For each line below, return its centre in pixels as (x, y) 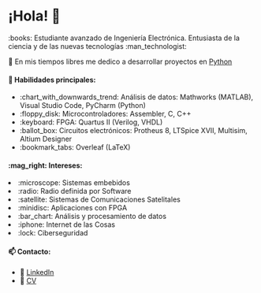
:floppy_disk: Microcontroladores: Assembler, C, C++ (105, 114)
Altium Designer (46, 139)
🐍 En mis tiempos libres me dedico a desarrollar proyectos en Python (120, 61)
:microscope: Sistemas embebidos (74, 183)
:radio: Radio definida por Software (75, 191)
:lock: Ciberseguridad (53, 233)
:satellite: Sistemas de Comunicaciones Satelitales (100, 199)
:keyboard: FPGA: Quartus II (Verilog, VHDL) (91, 122)
